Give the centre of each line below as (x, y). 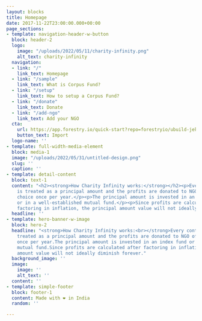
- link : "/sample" (35, 79)
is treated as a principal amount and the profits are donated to (102, 191)
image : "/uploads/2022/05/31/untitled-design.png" (76, 157)
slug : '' (23, 164)
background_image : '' (39, 259)
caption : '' (27, 169)
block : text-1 (29, 180)
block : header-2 (32, 40)
